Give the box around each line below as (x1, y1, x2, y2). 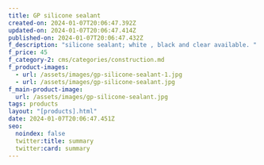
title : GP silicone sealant (8, 11, 101, 20)
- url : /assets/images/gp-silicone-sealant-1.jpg (15, 71, 182, 79)
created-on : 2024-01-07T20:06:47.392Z (8, 19, 136, 27)
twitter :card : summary (15, 144, 90, 152)
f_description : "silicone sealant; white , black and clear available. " (8, 41, 258, 49)
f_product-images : (8, 63, 69, 71)
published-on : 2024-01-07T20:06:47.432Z (8, 33, 144, 42)
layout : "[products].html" (8, 108, 98, 116)
